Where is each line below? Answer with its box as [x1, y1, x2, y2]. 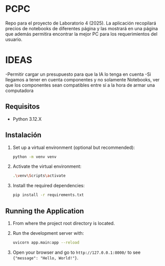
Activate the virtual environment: [12, 163, 82, 169]
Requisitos [5, 102, 40, 111]
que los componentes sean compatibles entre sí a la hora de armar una [5, 82, 155, 88]
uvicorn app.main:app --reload [12, 240, 80, 245]
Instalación [5, 131, 42, 140]
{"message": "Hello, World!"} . [12, 254, 79, 261]
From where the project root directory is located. [12, 220, 115, 226]
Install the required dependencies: [12, 183, 85, 189]
